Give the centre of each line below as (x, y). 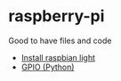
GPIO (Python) (48, 67)
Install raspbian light (58, 57)
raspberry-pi (56, 16)
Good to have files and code (60, 40)
